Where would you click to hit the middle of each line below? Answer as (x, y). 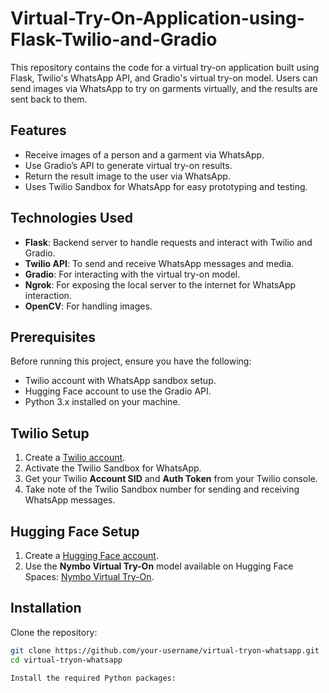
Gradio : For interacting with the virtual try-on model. (132, 274)
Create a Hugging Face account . (91, 555)
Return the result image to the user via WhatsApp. (127, 176)
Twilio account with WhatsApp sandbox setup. (120, 381)
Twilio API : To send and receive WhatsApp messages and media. (159, 263)
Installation (46, 608)
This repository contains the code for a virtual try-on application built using (165, 67)
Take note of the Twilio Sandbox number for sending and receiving (162, 489)
